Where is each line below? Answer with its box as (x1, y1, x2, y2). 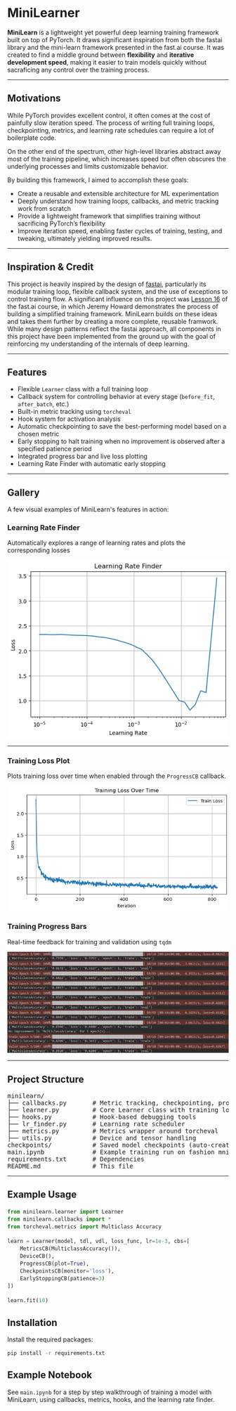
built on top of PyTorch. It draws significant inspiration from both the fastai (7, 35, 223, 44)
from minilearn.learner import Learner (7, 1208, 124, 1215)
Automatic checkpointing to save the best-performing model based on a (17, 422, 227, 431)
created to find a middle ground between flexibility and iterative (7, 51, 195, 59)
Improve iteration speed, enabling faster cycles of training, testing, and (17, 226, 223, 235)
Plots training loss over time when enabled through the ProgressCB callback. (7, 772, 226, 781)
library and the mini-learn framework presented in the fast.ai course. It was (7, 43, 225, 51)
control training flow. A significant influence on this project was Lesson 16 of (7, 294, 228, 303)
